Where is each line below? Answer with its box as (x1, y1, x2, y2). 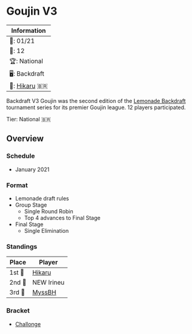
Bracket (6, 307, 30, 315)
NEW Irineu (32, 279, 65, 287)
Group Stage (15, 201, 47, 208)
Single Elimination (24, 227, 69, 234)
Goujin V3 (6, 4, 58, 18)
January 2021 (15, 166, 50, 173)
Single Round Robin (24, 207, 74, 215)
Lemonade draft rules (15, 194, 69, 202)
